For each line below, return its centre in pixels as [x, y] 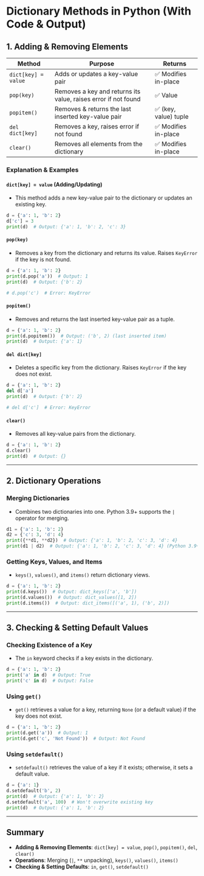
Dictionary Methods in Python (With [99, 11]
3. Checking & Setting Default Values [77, 628]
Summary [25, 832]
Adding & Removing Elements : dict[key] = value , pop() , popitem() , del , [106, 847]
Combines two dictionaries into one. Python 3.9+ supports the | [95, 511]
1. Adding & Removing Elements [67, 47]
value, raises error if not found [97, 99]
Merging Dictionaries [38, 499]
